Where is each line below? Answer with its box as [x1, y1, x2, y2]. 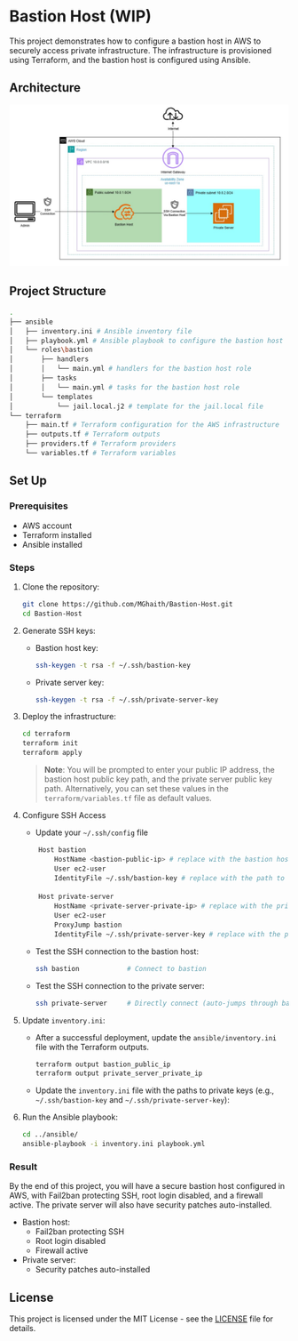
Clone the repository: [21, 581, 100, 592]
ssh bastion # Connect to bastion [35, 964, 207, 973]
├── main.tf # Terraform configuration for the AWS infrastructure [25, 421, 279, 430]
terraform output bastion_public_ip [35, 1060, 171, 1069]
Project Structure [9, 283, 106, 299]
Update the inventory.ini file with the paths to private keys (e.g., [35, 1085, 275, 1096]
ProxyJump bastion [54, 920, 122, 930]
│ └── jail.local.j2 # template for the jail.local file [9, 402, 264, 411]
